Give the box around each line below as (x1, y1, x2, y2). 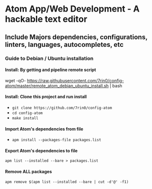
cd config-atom (12, 110, 43, 116)
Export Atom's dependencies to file (5, 147, 78, 153)
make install (12, 116, 39, 120)
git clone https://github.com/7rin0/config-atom (12, 105, 112, 110)
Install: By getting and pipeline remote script (5, 67, 96, 73)
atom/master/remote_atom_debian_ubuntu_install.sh (5, 83, 109, 88)
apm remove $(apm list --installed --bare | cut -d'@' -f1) (5, 179, 129, 184)
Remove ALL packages (5, 168, 52, 174)
